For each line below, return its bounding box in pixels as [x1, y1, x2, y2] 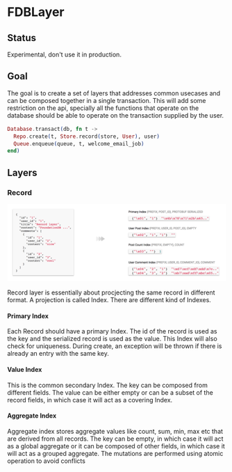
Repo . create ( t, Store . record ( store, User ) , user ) [13, 133, 160, 140]
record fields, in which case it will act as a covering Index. [7, 395, 173, 404]
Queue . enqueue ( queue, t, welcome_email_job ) [13, 140, 144, 147]
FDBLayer [7, 4, 65, 20]
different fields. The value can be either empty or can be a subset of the [7, 388, 213, 397]
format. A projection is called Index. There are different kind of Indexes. [7, 296, 212, 304]
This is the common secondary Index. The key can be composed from [7, 381, 208, 389]
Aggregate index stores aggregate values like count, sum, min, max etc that [7, 427, 224, 435]
